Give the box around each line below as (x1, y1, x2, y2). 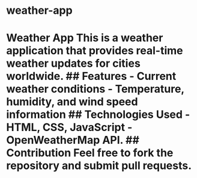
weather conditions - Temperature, (6, 82, 184, 96)
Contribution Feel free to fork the (6, 146, 174, 160)
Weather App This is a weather (6, 31, 163, 45)
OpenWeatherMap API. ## (6, 133, 140, 147)
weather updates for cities (6, 57, 141, 70)
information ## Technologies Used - (6, 108, 190, 121)
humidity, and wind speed (6, 95, 138, 109)
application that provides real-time (6, 44, 183, 58)
